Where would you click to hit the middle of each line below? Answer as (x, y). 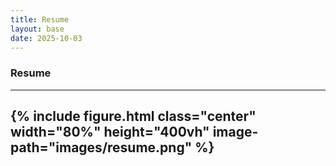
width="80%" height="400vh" (110, 132)
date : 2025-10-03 (46, 38)
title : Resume (40, 19)
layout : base (37, 29)
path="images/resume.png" (101, 147)
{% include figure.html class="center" (133, 116)
